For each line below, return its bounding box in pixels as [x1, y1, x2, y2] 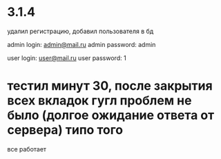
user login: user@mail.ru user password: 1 [7, 53, 126, 62]
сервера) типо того [7, 122, 123, 138]
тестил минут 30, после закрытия [7, 78, 213, 94]
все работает [7, 144, 47, 153]
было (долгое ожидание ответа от [7, 108, 215, 123]
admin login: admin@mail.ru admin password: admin [7, 40, 156, 48]
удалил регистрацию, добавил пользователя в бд [7, 27, 154, 35]
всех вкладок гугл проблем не [7, 93, 192, 109]
